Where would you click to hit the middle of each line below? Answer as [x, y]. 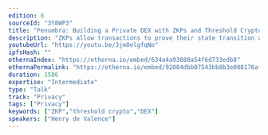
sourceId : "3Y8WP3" [41, 23]
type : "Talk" [30, 89]
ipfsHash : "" [30, 52]
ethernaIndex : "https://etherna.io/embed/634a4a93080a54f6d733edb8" [124, 60]
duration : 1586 [33, 75]
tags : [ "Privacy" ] [39, 104]
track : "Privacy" [37, 97]
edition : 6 [26, 15]
